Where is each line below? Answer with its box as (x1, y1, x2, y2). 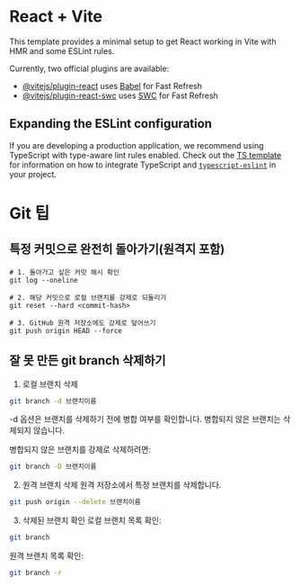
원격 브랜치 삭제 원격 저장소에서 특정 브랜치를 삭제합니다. (22, 480, 222, 491)
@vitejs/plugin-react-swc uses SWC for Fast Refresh (22, 90, 218, 101)
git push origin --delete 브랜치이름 (9, 498, 141, 507)
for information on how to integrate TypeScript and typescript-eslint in (9, 159, 277, 170)
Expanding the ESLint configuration (9, 116, 213, 131)
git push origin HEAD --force (9, 326, 123, 335)
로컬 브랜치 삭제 (22, 378, 78, 389)
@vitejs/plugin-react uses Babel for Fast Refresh (22, 80, 203, 91)
